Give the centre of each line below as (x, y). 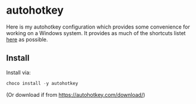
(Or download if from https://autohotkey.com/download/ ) (76, 94)
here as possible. (27, 39)
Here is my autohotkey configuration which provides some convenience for (98, 27)
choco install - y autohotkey (42, 83)
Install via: (18, 73)
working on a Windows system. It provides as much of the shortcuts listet (96, 33)
